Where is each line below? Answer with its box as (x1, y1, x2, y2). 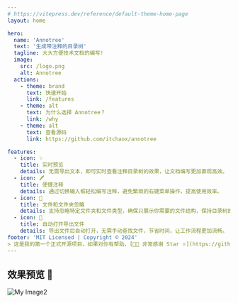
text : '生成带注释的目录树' (13, 43, 87, 50)
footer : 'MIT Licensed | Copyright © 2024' (7, 233, 138, 241)
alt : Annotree (20, 69, 62, 77)
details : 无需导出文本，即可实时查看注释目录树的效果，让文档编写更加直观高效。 (20, 168, 228, 175)
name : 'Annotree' (13, 36, 65, 43)
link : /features (25, 96, 74, 103)
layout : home (7, 17, 46, 24)
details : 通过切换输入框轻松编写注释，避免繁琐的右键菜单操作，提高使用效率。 (20, 187, 223, 195)
